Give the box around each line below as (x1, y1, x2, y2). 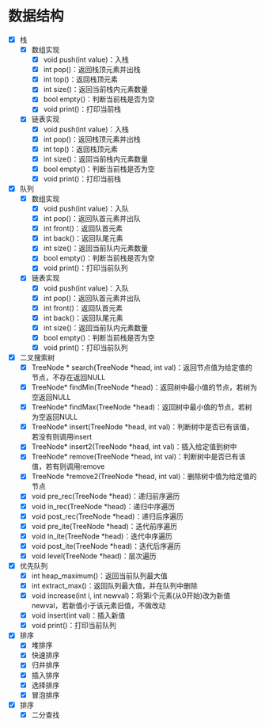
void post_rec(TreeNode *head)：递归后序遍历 (31, 512, 184, 521)
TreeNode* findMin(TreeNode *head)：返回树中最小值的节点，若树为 (31, 383, 257, 392)
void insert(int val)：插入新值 (31, 611, 126, 620)
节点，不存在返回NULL (31, 373, 106, 383)
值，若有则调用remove (31, 462, 105, 471)
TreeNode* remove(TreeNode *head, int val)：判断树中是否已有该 (31, 452, 246, 462)
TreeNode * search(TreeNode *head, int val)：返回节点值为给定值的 (31, 363, 253, 372)
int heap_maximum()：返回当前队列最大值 (31, 571, 168, 580)
